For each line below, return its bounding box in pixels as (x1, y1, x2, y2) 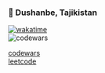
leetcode (8, 57, 37, 66)
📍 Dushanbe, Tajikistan (8, 7, 98, 18)
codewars (8, 49, 41, 58)
